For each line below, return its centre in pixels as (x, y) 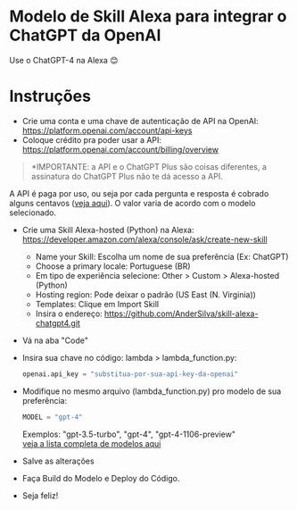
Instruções (50, 96)
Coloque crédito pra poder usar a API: (92, 139)
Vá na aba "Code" (55, 340)
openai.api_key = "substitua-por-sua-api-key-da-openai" (130, 374)
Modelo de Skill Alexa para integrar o (148, 17)
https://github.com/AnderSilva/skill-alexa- (181, 314)
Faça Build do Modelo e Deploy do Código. (101, 478)
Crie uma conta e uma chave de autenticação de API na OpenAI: (140, 121)
